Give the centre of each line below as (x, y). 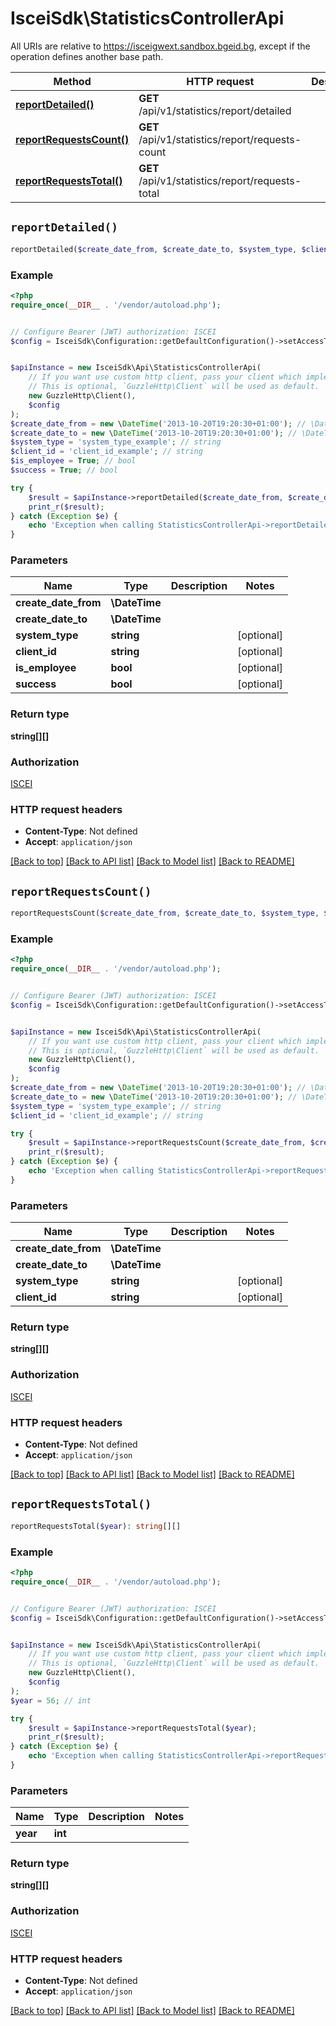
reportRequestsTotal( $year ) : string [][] (96, 1526)
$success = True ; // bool (64, 470)
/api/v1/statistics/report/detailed (215, 110)
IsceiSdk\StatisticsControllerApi (147, 18)
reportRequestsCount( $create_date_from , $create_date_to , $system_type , (165, 913)
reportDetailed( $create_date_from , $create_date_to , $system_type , (154, 249)
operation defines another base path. (87, 56)
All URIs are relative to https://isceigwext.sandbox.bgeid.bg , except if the (160, 46)
